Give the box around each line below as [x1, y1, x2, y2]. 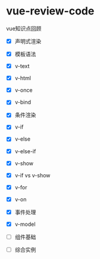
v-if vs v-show [14, 171, 51, 178]
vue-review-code [6, 4, 95, 18]
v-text [14, 62, 30, 70]
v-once [14, 87, 33, 94]
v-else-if [14, 147, 36, 154]
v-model [14, 221, 36, 228]
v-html [14, 75, 32, 82]
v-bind [14, 99, 32, 106]
